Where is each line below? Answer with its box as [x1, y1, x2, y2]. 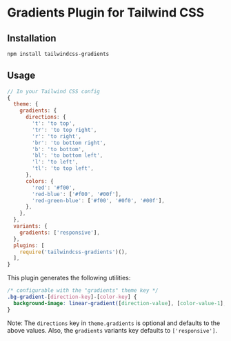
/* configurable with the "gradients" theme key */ [7, 287, 159, 294]
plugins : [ [13, 242, 45, 249]
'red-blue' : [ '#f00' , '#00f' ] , [32, 191, 122, 197]
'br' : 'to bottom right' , [32, 139, 107, 146]
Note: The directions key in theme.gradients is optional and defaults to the [7, 319, 221, 327]
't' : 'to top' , [32, 120, 76, 127]
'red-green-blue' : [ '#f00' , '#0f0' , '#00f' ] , [32, 197, 165, 204]
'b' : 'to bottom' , [32, 146, 85, 153]
